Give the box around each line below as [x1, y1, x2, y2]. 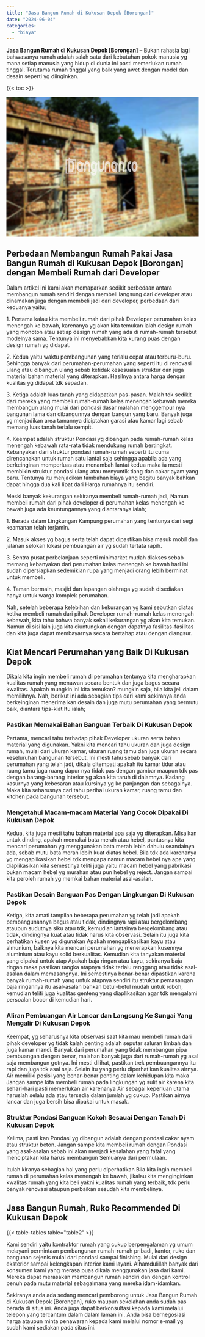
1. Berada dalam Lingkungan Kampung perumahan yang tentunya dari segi [6, 517, 193, 525]
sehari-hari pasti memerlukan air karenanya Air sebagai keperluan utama [6, 1085, 190, 1092]
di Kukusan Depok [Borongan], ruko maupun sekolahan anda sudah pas [6, 1298, 187, 1305]
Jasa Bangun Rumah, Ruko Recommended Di [6, 1203, 181, 1214]
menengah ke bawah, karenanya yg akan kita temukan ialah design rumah [6, 321, 193, 329]
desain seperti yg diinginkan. [6, 73, 79, 80]
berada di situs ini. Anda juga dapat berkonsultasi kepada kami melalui [6, 1304, 184, 1311]
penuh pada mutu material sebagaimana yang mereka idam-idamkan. [6, 1280, 181, 1287]
